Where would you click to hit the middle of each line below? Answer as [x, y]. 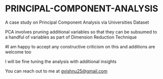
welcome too [18, 52]
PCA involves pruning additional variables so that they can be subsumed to [81, 32]
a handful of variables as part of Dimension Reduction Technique [71, 37]
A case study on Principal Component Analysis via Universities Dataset [77, 22]
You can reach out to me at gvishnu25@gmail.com [56, 71]
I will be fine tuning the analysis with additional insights [61, 61]
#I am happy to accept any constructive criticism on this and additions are [80, 46]
